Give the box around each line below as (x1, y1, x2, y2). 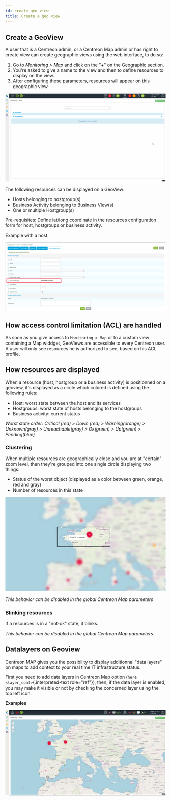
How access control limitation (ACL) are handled (5, 321, 162, 330)
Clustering (5, 444, 32, 451)
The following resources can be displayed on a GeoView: (5, 186, 125, 193)
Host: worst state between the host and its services (12, 399, 121, 406)
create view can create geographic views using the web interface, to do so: (5, 52, 164, 58)
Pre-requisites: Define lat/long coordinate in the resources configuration (5, 217, 157, 223)
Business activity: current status (12, 410, 80, 417)
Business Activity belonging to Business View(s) (12, 202, 114, 208)
